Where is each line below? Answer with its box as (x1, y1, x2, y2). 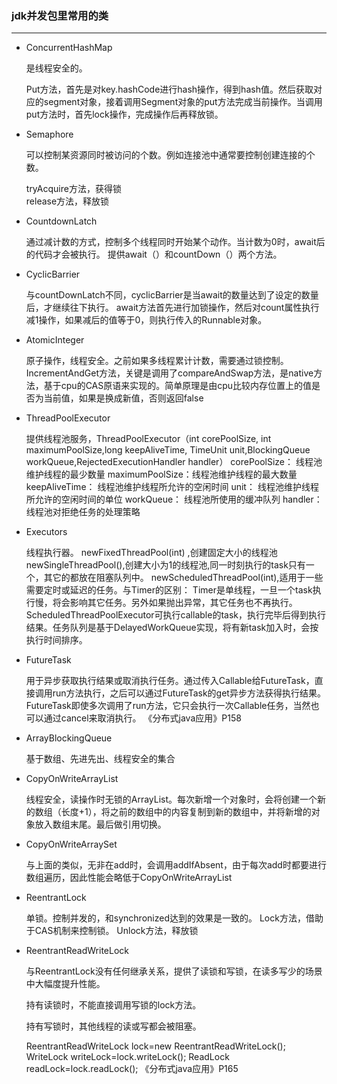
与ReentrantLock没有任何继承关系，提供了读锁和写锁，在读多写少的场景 (25, 965, 323, 977)
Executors (25, 526, 68, 538)
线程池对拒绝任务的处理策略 (25, 506, 141, 518)
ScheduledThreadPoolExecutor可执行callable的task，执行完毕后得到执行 (25, 609, 326, 621)
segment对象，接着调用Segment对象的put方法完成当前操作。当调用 (43, 96, 323, 108)
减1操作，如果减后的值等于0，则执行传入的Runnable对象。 (25, 314, 268, 326)
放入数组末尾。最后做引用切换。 (34, 818, 167, 831)
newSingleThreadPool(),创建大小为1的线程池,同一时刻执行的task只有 (25, 559, 306, 571)
